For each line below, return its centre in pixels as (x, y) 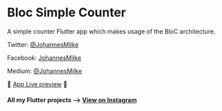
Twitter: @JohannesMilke (43, 44)
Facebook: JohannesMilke (44, 58)
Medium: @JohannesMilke (45, 71)
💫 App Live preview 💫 (37, 84)
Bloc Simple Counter (67, 13)
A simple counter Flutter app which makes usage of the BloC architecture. (111, 31)
